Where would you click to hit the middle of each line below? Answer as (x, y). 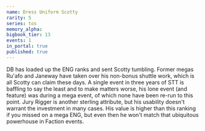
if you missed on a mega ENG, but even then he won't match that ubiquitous (102, 114)
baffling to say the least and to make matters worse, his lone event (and (97, 89)
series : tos (21, 23)
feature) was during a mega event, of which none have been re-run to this (100, 95)
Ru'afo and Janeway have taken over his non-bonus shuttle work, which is (100, 76)
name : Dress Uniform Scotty (42, 12)
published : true (27, 52)
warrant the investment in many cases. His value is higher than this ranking (101, 108)
